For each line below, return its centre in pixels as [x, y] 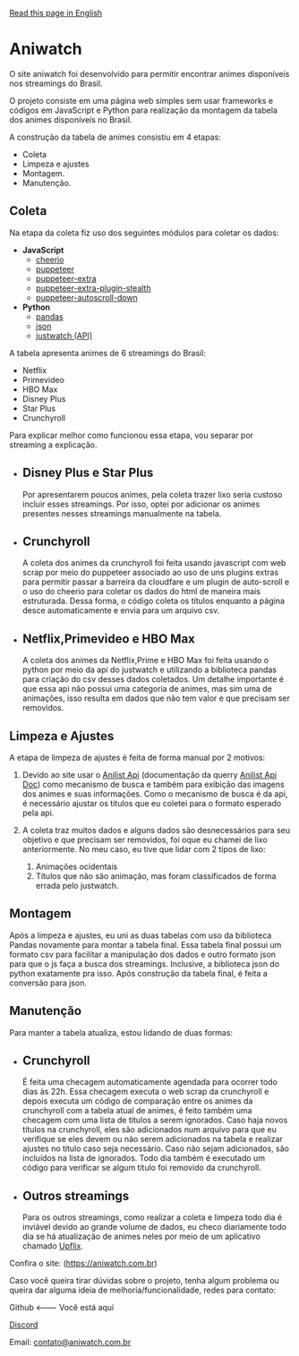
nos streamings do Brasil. [56, 83]
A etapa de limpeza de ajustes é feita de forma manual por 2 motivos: [137, 757]
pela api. [38, 813]
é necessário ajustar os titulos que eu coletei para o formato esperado [152, 803]
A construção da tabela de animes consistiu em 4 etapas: [115, 137]
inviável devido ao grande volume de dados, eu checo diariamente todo [154, 1227]
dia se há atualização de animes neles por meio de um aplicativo [141, 1237]
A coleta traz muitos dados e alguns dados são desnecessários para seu [156, 830]
